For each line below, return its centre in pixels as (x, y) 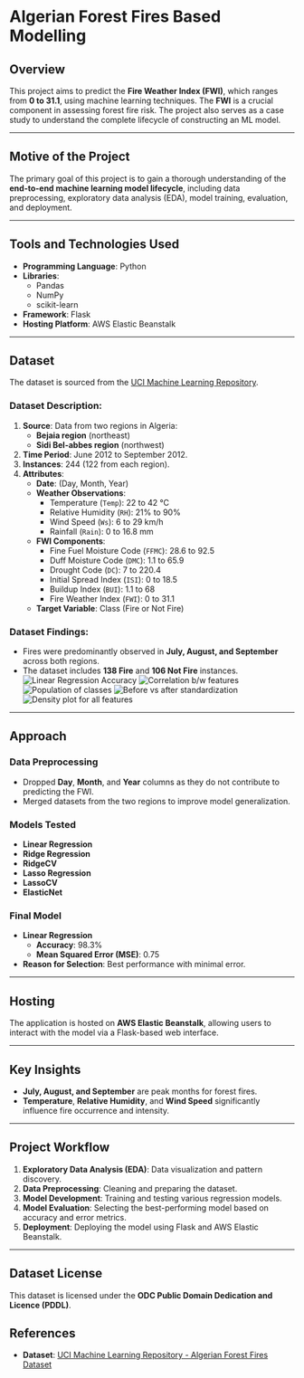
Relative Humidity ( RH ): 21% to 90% (115, 512)
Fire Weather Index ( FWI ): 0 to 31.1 (112, 598)
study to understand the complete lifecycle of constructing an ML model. (145, 120)
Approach (38, 736)
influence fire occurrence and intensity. (96, 1110)
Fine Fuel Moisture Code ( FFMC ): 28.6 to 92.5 (132, 550)
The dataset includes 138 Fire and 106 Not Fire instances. (130, 670)
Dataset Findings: (49, 632)
